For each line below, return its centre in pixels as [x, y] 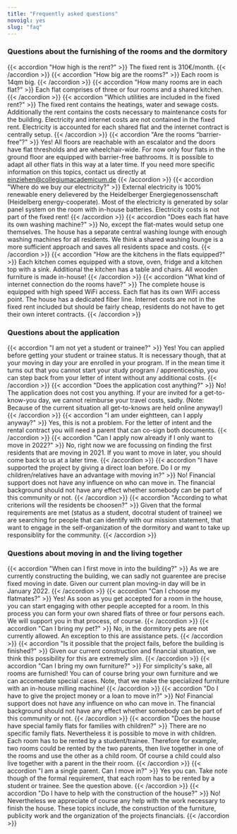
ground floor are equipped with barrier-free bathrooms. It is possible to [110, 157]
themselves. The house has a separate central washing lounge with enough [117, 232]
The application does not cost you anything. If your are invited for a [105, 393]
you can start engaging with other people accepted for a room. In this [108, 606]
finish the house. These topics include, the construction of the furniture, [112, 809]
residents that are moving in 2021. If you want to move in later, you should [114, 453]
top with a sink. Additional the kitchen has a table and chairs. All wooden [113, 269]
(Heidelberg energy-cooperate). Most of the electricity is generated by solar [118, 202]
